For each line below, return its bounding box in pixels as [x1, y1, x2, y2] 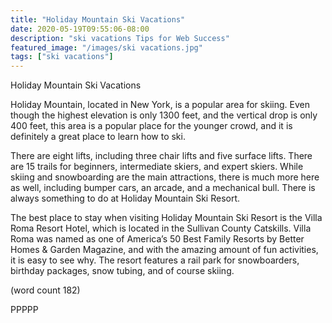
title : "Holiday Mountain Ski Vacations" [10, 14, 186, 25]
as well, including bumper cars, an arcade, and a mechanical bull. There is [10, 182, 316, 194]
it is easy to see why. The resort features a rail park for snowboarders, [10, 254, 300, 266]
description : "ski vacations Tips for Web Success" [10, 33, 230, 43]
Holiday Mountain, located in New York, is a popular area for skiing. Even [10, 99, 310, 111]
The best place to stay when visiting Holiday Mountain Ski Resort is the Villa [10, 212, 323, 224]
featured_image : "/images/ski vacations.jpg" [10, 42, 203, 53]
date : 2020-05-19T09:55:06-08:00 [10, 24, 150, 34]
